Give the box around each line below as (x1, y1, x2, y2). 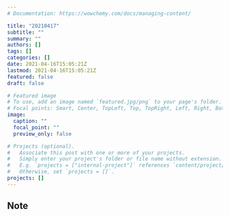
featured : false (7, 73, 53, 80)
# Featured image (7, 92, 57, 99)
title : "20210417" (7, 22, 60, 29)
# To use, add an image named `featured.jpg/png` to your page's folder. (7, 99, 222, 106)
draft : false (7, 80, 44, 86)
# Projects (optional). (7, 143, 75, 149)
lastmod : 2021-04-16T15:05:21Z (7, 67, 97, 74)
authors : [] (7, 42, 41, 49)
